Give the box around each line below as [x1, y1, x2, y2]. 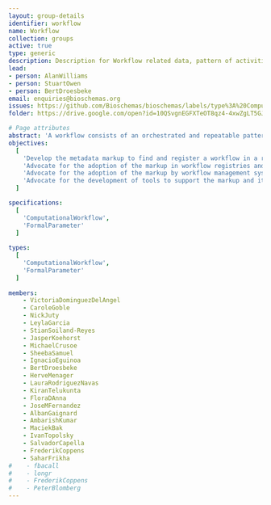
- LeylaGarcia [23, 319, 70, 327]
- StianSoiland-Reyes [23, 326, 95, 335]
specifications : [8, 199, 63, 207]
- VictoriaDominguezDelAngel [23, 297, 121, 305]
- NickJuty [23, 312, 60, 320]
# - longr [8, 469, 52, 478]
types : [8, 244, 31, 252]
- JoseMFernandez [23, 402, 81, 410]
